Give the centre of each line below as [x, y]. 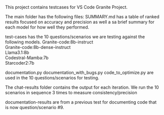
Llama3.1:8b [17, 52]
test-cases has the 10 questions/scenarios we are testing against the [75, 37]
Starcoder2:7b [20, 63]
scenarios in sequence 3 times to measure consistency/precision [71, 93]
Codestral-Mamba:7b [27, 58]
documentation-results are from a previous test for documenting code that [81, 102]
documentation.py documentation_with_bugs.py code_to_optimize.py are [80, 73]
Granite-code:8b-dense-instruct [38, 47]
